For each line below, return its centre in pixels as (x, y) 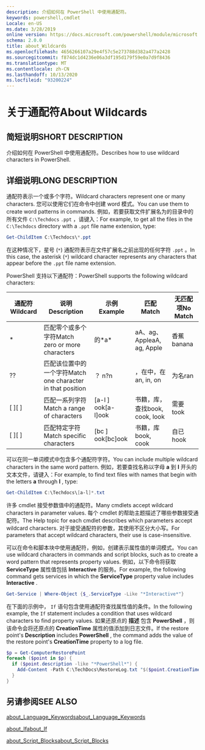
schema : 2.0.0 (24, 40)
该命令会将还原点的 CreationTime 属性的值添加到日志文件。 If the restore (98, 628)
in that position (65, 388)
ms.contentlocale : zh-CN (38, 69)
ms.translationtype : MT (37, 63)
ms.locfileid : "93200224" (39, 80)
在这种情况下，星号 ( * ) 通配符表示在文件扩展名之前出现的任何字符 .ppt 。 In (101, 250)
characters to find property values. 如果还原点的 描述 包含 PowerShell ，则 (101, 620)
